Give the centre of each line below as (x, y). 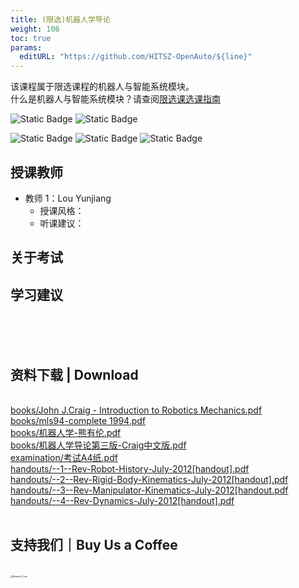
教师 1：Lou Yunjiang (68, 198)
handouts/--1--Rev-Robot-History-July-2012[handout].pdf (130, 468)
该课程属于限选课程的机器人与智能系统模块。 (102, 87)
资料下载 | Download (74, 374)
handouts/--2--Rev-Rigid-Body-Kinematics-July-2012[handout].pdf (149, 479)
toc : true (31, 38)
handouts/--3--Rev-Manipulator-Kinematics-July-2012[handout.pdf (149, 490)
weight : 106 (35, 29)
